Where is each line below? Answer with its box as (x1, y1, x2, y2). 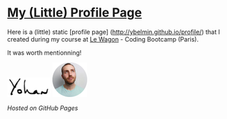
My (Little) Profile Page (7, 5, 142, 21)
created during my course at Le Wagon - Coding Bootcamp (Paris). (7, 35, 199, 43)
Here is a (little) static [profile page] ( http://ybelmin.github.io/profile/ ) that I (7, 28, 220, 36)
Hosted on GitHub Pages (7, 104, 78, 112)
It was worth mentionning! (7, 48, 82, 57)
